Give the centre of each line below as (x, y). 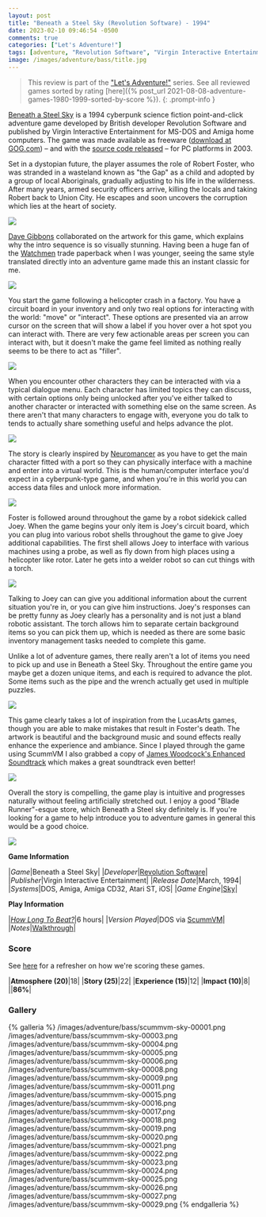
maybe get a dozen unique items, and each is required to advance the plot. (130, 672)
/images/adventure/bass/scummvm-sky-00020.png (93, 1137)
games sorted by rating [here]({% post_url (97, 91)
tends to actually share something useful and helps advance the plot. (121, 423)
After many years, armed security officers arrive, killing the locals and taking (133, 189)
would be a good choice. (49, 826)
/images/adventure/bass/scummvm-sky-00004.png (93, 1044)
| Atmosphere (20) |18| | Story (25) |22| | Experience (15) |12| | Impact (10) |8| (129, 981)
